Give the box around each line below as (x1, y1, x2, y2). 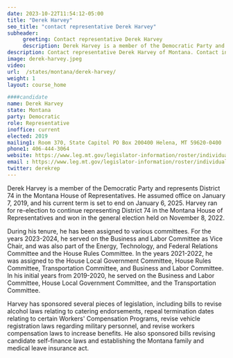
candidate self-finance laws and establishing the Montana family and (7, 336, 205, 345)
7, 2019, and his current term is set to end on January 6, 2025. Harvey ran (7, 199, 218, 207)
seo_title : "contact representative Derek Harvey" (7, 23, 157, 30)
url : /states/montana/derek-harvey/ (7, 68, 116, 75)
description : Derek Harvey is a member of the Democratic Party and (22, 42, 225, 49)
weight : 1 (7, 74, 36, 82)
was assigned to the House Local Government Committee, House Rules (7, 257, 212, 265)
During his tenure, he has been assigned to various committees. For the (7, 227, 212, 235)
